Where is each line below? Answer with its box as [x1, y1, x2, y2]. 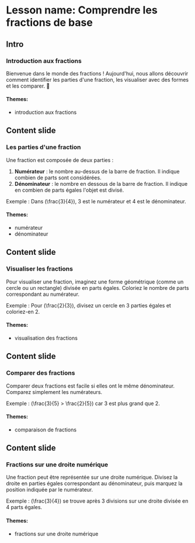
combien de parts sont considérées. [14, 174, 102, 181]
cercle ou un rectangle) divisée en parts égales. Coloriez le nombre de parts [6, 284, 189, 291]
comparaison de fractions [14, 426, 77, 433]
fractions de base [6, 16, 93, 29]
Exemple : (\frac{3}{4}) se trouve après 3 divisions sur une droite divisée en [6, 497, 189, 504]
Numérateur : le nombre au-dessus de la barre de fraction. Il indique [14, 168, 180, 175]
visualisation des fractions [14, 334, 78, 341]
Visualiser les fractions [6, 265, 73, 273]
